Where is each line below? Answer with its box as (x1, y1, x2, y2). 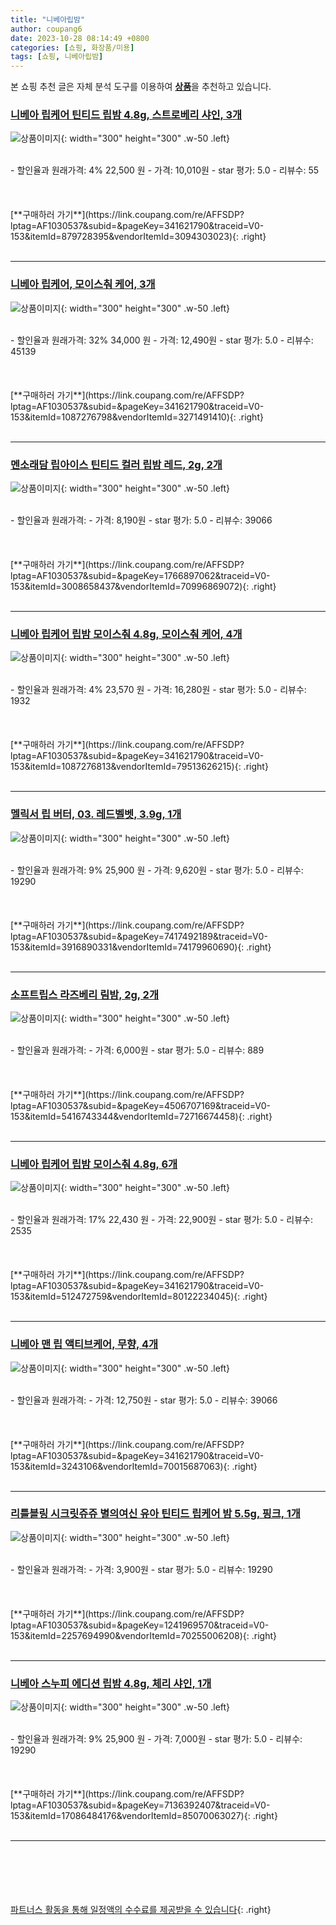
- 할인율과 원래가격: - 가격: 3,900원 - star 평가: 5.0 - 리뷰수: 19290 (10, 1563, 273, 1575)
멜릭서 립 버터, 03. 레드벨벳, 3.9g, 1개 (10, 807, 182, 821)
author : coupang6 (10, 24, 83, 34)
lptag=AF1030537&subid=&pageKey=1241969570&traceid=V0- (10, 1619, 270, 1631)
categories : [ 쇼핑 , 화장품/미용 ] (10, 42, 135, 53)
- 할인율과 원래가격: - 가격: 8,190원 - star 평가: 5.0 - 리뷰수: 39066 (10, 514, 273, 526)
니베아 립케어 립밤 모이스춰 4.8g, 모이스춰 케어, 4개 (10, 627, 243, 641)
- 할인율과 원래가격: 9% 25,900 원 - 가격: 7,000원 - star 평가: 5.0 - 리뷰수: (10, 1733, 303, 1745)
